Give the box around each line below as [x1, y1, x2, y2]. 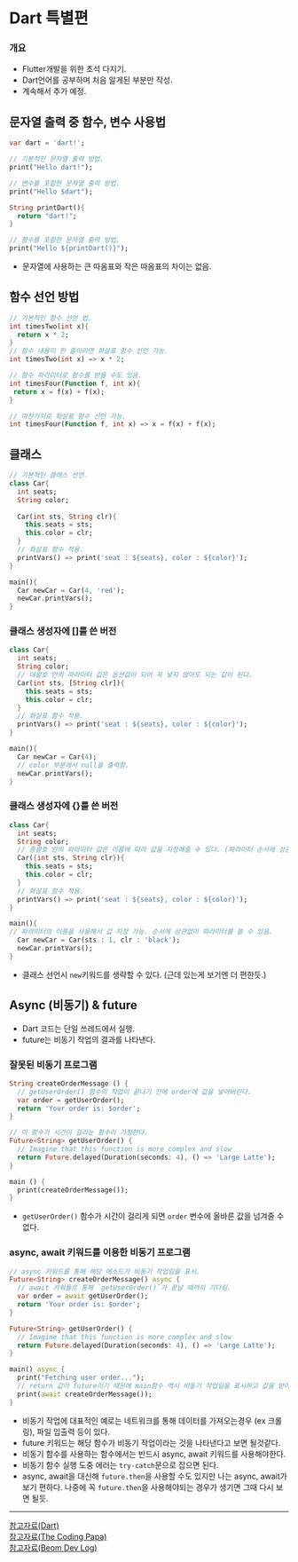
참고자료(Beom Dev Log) [9, 1542, 98, 1553]
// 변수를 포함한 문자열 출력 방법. [9, 178, 121, 187]
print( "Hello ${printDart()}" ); [9, 244, 129, 253]
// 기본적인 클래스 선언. [9, 471, 89, 480]
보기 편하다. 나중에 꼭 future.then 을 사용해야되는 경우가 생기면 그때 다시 [21, 1481, 274, 1492]
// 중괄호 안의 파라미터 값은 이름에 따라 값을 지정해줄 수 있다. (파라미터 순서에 [17, 845, 275, 855]
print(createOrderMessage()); [17, 1186, 129, 1195]
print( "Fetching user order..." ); [17, 1373, 145, 1383]
